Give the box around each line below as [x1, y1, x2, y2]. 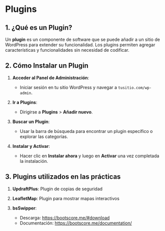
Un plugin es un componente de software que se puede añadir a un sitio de [5, 36, 160, 42]
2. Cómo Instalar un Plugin [5, 61, 88, 70]
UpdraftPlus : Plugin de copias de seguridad [12, 186, 103, 192]
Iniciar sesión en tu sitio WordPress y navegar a [19, 84, 117, 90]
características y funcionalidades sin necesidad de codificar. [5, 47, 130, 53]
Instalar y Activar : [12, 143, 50, 149]
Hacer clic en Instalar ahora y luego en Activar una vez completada [19, 153, 160, 159]
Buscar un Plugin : [12, 118, 50, 124]
